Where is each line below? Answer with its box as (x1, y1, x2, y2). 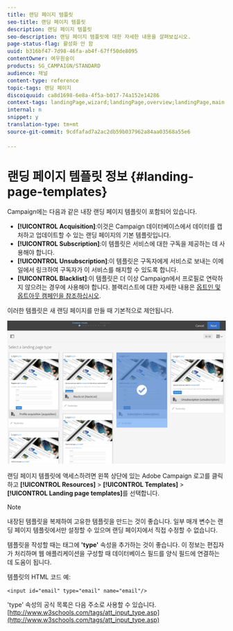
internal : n (7, 106, 42, 114)
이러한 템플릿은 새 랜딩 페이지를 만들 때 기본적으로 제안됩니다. (7, 306, 174, 315)
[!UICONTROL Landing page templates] (7, 489, 123, 497)
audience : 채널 (7, 69, 49, 76)
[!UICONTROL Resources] (19, 480, 96, 489)
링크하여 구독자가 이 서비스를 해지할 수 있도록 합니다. (35, 266, 179, 274)
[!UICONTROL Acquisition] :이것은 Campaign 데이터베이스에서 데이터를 (17, 222, 216, 230)
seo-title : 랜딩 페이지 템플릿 (7, 18, 86, 26)
